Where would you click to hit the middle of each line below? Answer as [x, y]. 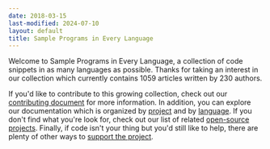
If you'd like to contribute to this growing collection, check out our [118, 94]
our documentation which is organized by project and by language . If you [130, 111]
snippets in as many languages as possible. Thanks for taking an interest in [133, 70]
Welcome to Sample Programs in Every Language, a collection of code [126, 61]
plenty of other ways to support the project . [81, 137]
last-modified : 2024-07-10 [54, 23]
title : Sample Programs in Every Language [81, 38]
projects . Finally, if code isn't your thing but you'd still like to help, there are [133, 128]
